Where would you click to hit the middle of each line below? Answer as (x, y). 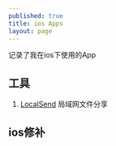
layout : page (30, 31)
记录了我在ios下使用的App (52, 55)
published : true (36, 16)
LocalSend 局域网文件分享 (64, 104)
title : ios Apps (36, 24)
